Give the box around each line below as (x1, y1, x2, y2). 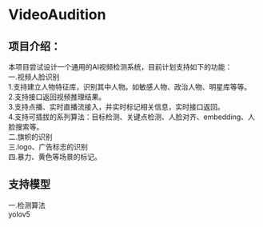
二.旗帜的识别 (8, 132, 54, 141)
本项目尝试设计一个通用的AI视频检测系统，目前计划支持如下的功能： (8, 62, 233, 71)
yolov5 (8, 209, 30, 219)
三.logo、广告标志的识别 (8, 142, 88, 151)
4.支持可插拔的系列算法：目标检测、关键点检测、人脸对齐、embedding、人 (8, 112, 256, 121)
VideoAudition (8, 6, 106, 24)
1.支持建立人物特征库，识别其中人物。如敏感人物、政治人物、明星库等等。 (8, 82, 252, 91)
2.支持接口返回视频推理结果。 (8, 92, 106, 102)
